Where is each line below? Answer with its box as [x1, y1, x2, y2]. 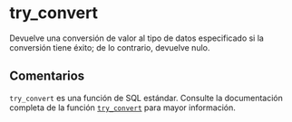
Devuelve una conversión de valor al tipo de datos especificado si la [9, 33, 265, 43]
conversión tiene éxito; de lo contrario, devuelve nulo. [9, 42, 210, 52]
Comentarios [9, 69, 85, 84]
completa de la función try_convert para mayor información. [9, 102, 236, 113]
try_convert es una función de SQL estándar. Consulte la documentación [9, 92, 283, 103]
